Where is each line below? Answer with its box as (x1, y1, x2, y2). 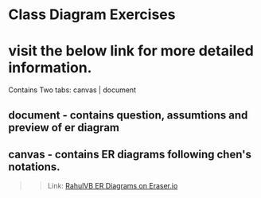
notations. (8, 160, 61, 173)
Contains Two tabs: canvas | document (8, 85, 137, 95)
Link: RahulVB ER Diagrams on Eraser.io (47, 181, 178, 191)
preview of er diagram (8, 121, 119, 134)
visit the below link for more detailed (8, 42, 255, 60)
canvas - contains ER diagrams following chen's (8, 147, 252, 161)
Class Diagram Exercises (8, 6, 176, 24)
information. (8, 59, 92, 77)
